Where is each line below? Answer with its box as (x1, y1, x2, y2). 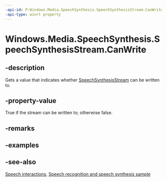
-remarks (5, 124, 35, 132)
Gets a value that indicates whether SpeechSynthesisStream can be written (5, 77, 160, 83)
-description (5, 64, 45, 72)
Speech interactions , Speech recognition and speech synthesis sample (5, 171, 151, 177)
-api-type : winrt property (5, 12, 61, 17)
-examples (5, 141, 39, 150)
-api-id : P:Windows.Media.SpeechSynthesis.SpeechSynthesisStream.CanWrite (5, 7, 164, 12)
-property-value (5, 96, 57, 105)
